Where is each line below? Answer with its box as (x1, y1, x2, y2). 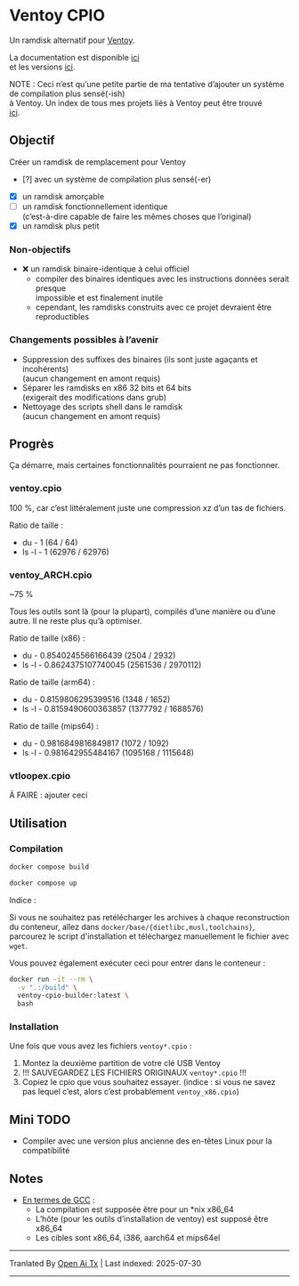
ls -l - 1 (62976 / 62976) (21, 546, 109, 557)
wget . (9, 940, 28, 950)
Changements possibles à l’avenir (9, 334, 159, 346)
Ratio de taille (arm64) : (9, 676, 96, 687)
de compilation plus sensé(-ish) (9, 88, 125, 99)
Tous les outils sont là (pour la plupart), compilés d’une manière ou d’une (9, 606, 276, 617)
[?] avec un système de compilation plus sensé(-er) (21, 174, 212, 184)
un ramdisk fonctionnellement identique (21, 201, 168, 212)
